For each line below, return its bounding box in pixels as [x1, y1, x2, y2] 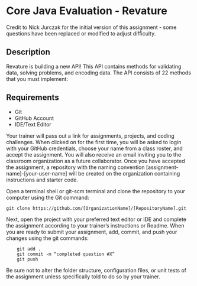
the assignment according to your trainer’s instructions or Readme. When [6, 222, 185, 229]
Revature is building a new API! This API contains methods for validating [6, 63, 182, 70]
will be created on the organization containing [68, 170, 180, 177]
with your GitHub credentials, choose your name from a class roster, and [6, 145, 183, 152]
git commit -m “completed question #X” [17, 251, 115, 257]
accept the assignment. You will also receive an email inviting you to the [6, 151, 182, 158]
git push [17, 256, 38, 262]
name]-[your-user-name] [6, 170, 67, 177]
